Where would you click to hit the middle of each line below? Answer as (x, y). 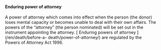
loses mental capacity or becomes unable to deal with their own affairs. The (80, 22)
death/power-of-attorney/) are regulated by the (95, 38)
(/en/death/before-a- (26, 38)
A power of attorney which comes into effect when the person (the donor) (79, 17)
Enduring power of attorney (33, 7)
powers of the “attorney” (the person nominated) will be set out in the (74, 27)
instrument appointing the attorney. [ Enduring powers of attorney (71, 32)
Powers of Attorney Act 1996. (34, 42)
